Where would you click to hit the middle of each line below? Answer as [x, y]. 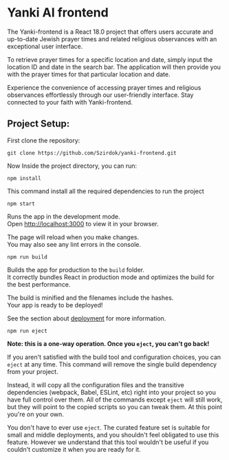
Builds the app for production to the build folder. [76, 270]
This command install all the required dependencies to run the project [106, 191]
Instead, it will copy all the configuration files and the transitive [96, 385]
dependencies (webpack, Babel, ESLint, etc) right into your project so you [112, 392]
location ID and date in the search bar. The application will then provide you [114, 67]
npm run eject [28, 331]
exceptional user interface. [45, 46]
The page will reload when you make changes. [73, 237]
